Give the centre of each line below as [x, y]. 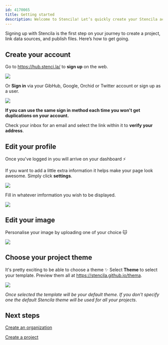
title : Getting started [30, 15]
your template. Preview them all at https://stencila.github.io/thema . [74, 275]
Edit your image [30, 220]
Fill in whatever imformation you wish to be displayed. [60, 195]
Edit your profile [31, 146]
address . [14, 131]
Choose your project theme [49, 257]
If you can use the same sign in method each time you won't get [73, 110]
